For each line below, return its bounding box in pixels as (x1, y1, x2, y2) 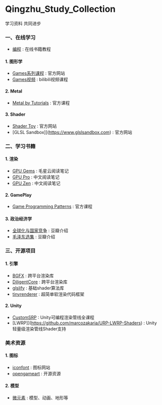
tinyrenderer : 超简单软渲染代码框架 (12, 291, 85, 297)
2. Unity (5, 303, 22, 309)
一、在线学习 (5, 34, 36, 41)
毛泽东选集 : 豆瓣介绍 (12, 234, 55, 240)
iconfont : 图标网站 (12, 364, 50, 370)
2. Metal (5, 88, 22, 94)
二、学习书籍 (5, 142, 36, 149)
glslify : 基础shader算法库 (12, 285, 64, 291)
